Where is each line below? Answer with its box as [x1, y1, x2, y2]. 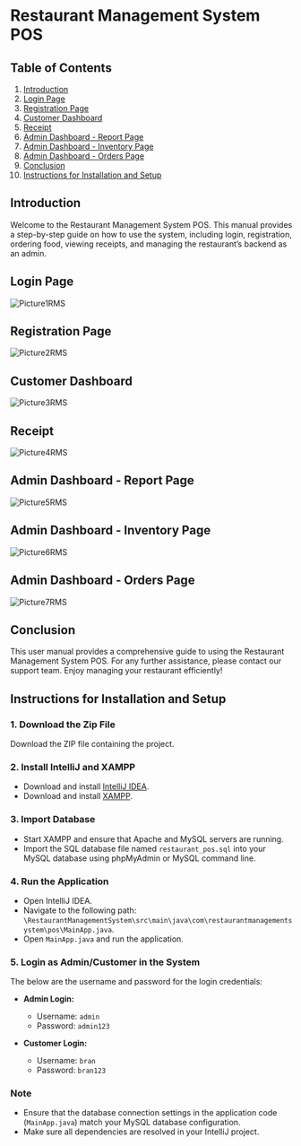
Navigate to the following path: [22, 905, 137, 916]
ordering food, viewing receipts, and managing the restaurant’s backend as [10, 239, 288, 249]
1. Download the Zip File [10, 718, 116, 731]
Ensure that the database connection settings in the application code [22, 1107, 278, 1118]
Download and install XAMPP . [22, 791, 133, 802]
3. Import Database [10, 813, 96, 826]
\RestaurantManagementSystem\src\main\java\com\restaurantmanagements [22, 916, 293, 925]
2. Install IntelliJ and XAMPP [10, 760, 136, 773]
